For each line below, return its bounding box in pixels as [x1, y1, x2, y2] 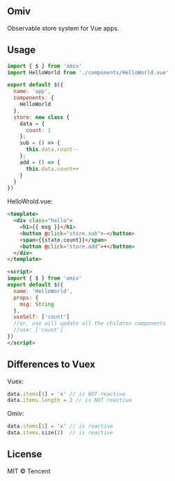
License [7, 448, 42, 460]
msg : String [19, 301, 54, 307]
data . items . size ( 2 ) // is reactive [7, 430, 113, 437]
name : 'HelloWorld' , [13, 287, 73, 294]
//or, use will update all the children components [13, 320, 167, 327]
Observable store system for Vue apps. [7, 24, 119, 32]
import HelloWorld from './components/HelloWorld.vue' [7, 69, 169, 76]
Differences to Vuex [7, 359, 96, 371]
